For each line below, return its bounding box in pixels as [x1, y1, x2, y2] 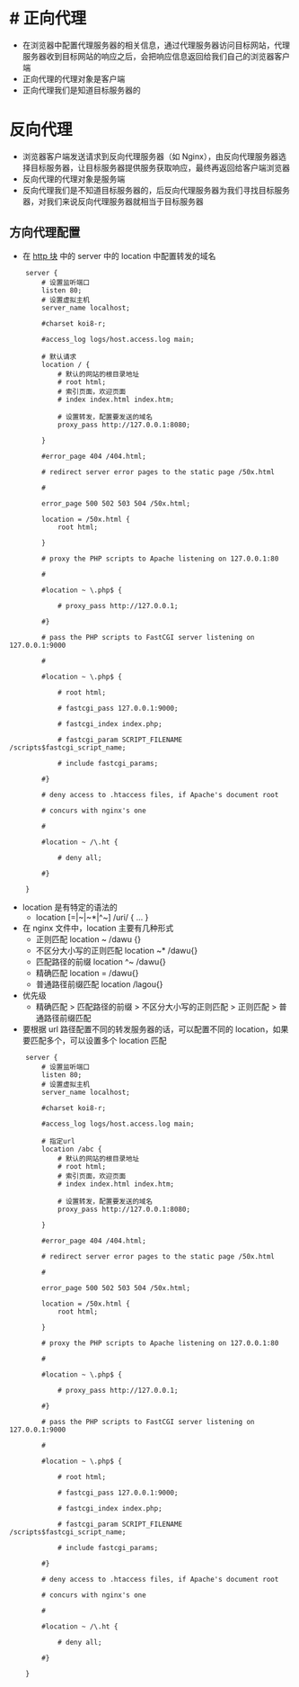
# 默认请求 [41, 352, 77, 361]
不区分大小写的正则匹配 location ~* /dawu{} [35, 945, 198, 956]
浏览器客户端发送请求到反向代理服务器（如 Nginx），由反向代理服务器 [22, 150, 279, 162]
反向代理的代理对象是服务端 [22, 173, 126, 184]
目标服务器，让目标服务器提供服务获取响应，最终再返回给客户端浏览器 [30, 162, 290, 173]
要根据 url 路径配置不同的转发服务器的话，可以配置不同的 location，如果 [22, 1023, 289, 1035]
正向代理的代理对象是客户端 [22, 73, 126, 84]
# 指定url [41, 1136, 75, 1145]
